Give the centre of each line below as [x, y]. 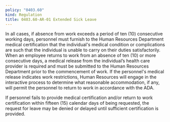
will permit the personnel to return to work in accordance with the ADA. [80, 88]
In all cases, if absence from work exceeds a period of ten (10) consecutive [84, 34]
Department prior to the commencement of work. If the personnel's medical [85, 72]
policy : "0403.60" [25, 10]
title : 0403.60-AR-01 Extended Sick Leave [51, 19]
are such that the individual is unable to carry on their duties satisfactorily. [83, 50]
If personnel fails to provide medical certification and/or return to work [79, 98]
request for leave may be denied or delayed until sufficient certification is [82, 109]
